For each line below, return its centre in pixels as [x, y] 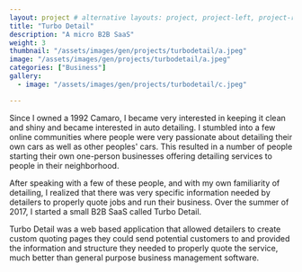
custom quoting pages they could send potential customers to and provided [150, 238]
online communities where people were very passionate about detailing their [151, 136]
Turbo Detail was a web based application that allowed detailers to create [145, 229]
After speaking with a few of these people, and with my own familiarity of [145, 183]
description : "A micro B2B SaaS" [72, 34]
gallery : [26, 76]
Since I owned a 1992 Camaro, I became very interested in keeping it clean [147, 118]
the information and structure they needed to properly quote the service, [144, 248]
